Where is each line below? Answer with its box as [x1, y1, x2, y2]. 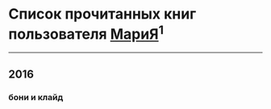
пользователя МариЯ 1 [8, 22, 164, 44]
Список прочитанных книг [8, 5, 197, 23]
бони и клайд [8, 91, 64, 103]
